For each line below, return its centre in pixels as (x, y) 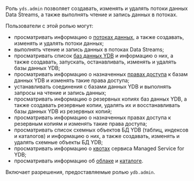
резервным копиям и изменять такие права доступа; (80, 124)
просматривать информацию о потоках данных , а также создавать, (99, 37)
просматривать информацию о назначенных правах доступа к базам (101, 74)
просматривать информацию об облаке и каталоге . (79, 161)
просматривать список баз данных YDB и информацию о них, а (93, 56)
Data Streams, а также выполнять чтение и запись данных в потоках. (91, 15)
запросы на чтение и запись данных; (60, 93)
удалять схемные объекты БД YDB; (58, 142)
